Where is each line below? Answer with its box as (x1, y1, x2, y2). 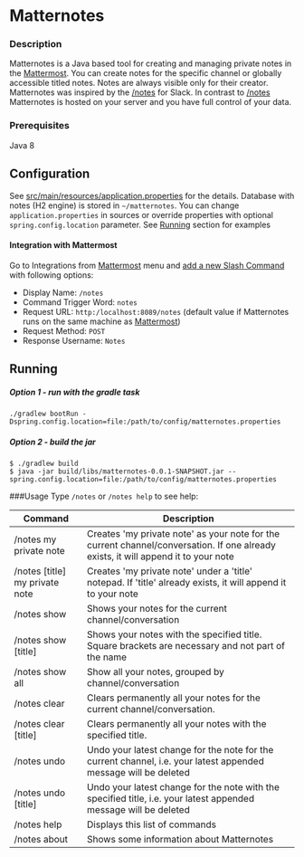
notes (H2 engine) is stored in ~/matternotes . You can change (9, 200, 240, 211)
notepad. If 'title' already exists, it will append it (87, 576, 287, 589)
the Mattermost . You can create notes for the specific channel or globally (9, 68, 282, 79)
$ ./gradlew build (9, 459, 79, 469)
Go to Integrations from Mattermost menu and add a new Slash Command (9, 260, 285, 271)
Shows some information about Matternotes (87, 833, 274, 846)
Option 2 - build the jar (9, 436, 97, 447)
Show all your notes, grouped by (87, 666, 224, 679)
